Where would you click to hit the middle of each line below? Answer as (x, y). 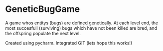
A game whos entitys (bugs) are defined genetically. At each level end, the (82, 23)
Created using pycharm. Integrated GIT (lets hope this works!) (69, 43)
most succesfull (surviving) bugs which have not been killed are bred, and (81, 28)
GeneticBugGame (43, 9)
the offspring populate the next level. (43, 33)
